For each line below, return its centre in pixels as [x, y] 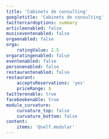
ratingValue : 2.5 [38, 50]
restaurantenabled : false [38, 72]
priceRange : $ [34, 89]
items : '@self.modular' [46, 127]
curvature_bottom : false [47, 116]
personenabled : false [33, 67]
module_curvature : [29, 105]
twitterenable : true [32, 94]
